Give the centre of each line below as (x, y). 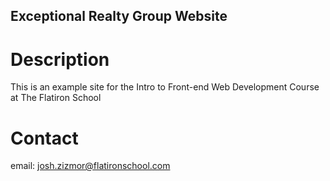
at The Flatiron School (56, 98)
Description (60, 59)
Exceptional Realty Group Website (119, 16)
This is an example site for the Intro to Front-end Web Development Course (165, 87)
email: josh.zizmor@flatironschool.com (90, 166)
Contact (44, 138)
